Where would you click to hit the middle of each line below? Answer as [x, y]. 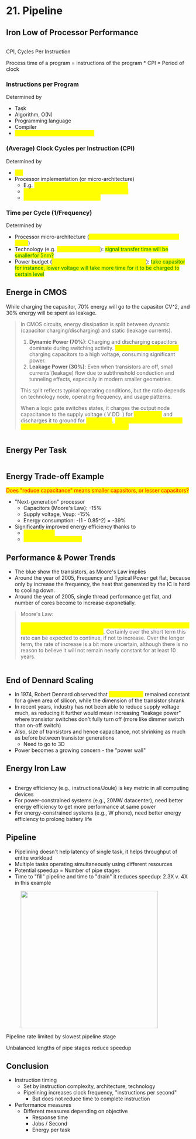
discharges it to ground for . [67, 420]
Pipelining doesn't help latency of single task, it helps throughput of [96, 851]
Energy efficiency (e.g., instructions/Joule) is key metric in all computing [102, 788]
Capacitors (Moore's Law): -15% [62, 508]
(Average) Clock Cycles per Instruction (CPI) [71, 149]
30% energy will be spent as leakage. [51, 313]
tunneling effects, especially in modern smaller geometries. [101, 379]
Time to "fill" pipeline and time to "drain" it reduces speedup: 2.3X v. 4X [101, 876]
